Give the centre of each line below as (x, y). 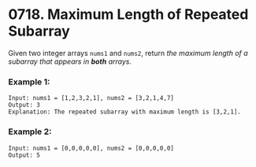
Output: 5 (24, 155)
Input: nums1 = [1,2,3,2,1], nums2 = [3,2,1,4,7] (91, 98)
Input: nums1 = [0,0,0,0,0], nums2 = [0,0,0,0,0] (91, 148)
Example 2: (30, 132)
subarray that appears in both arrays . (70, 61)
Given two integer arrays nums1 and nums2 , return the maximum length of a (128, 53)
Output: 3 (24, 105)
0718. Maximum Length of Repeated (128, 15)
